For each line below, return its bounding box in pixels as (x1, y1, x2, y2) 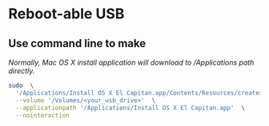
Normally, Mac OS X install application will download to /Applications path (8, 57, 255, 67)
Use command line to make (8, 37, 147, 50)
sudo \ (8, 81, 34, 89)
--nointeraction (15, 111, 70, 120)
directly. (8, 66, 35, 76)
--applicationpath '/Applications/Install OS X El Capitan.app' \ (15, 104, 246, 112)
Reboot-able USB (8, 5, 125, 23)
